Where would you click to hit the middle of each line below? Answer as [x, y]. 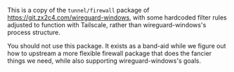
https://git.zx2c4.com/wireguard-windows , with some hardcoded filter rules [117, 17]
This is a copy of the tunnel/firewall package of [78, 10]
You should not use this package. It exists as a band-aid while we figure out [117, 46]
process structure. [34, 32]
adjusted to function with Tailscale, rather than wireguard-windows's [107, 25]
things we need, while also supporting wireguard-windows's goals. [104, 61]
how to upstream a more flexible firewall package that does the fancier [110, 53]
